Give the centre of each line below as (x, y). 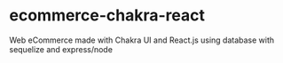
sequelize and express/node (61, 49)
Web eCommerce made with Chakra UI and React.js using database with (142, 40)
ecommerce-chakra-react (107, 16)
